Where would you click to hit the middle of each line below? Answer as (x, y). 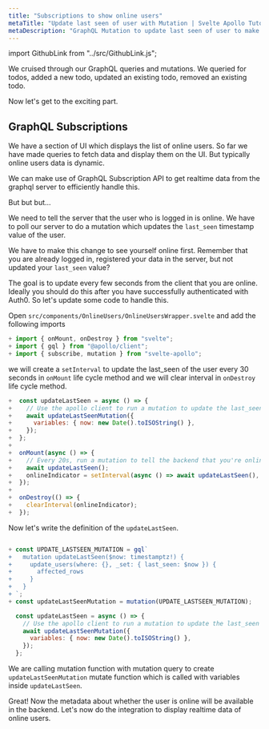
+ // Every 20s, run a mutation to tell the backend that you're (125, 460)
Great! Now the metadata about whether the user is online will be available (131, 701)
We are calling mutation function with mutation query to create (111, 669)
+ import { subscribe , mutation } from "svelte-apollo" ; (105, 353)
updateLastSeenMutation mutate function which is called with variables (124, 677)
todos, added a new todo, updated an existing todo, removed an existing (128, 78)
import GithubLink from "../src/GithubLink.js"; (83, 54)
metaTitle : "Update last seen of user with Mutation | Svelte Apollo (127, 23)
